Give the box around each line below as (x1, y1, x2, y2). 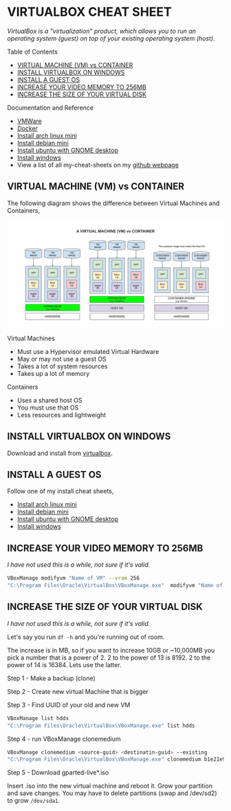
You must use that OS (16, 403, 79, 412)
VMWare (16, 116, 43, 125)
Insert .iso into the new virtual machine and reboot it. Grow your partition (7, 782, 213, 790)
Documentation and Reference (7, 103, 94, 112)
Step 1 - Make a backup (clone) (7, 674, 96, 682)
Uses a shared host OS (16, 396, 82, 404)
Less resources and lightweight (16, 410, 107, 419)
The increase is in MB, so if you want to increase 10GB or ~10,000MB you (7, 646, 215, 654)
